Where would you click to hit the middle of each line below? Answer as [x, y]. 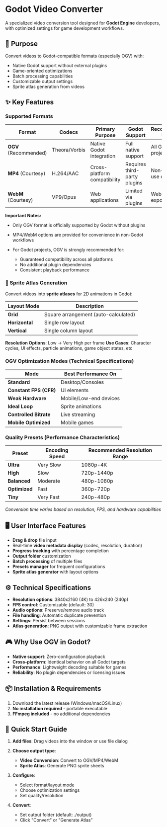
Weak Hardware [27, 399]
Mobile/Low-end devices [90, 399]
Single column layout [69, 331]
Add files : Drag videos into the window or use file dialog [70, 741]
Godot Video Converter [54, 9]
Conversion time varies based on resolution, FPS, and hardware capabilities [83, 509]
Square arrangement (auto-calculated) [90, 314]
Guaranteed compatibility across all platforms [66, 259]
